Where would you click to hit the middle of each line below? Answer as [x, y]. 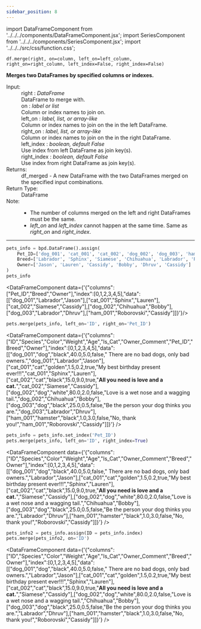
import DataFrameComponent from [49, 29]
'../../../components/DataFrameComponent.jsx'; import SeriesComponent [96, 35]
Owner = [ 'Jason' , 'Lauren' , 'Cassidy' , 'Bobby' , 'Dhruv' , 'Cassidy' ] [104, 265]
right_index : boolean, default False [65, 157]
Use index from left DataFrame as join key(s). [77, 150]
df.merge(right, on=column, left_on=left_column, [69, 59]
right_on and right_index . [60, 231]
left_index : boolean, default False [63, 143]
